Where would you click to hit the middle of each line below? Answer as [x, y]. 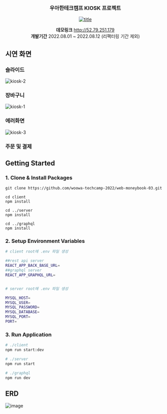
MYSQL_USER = [18, 302]
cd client [16, 197]
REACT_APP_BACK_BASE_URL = [32, 266]
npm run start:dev [25, 350]
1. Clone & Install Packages [39, 178]
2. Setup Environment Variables [45, 241]
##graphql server [24, 270]
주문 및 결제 [19, 146]
